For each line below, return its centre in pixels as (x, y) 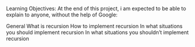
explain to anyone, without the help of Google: (62, 15)
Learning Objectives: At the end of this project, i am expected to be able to (96, 9)
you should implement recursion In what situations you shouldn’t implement (97, 32)
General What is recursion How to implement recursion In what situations (95, 26)
